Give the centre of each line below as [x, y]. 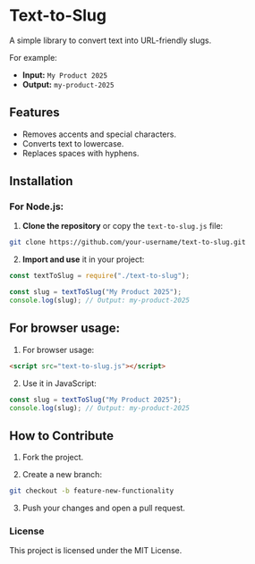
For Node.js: [37, 206]
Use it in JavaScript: [59, 383]
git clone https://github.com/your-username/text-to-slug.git [127, 242]
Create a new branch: [62, 475]
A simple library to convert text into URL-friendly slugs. [110, 40]
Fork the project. [53, 458]
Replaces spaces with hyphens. [81, 153]
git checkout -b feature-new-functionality [92, 491]
